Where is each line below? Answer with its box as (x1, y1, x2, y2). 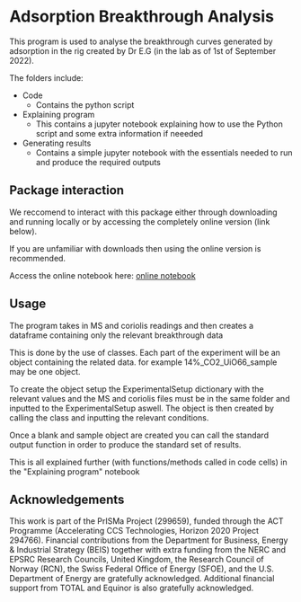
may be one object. (9, 366, 81, 376)
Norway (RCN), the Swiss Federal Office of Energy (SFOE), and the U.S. (9, 563, 274, 574)
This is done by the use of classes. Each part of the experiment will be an (9, 347, 281, 358)
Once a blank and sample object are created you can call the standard (9, 429, 270, 440)
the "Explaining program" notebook (9, 465, 140, 477)
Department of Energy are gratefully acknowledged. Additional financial (9, 573, 275, 584)
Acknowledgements (9, 491, 125, 507)
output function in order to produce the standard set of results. (9, 438, 242, 450)
